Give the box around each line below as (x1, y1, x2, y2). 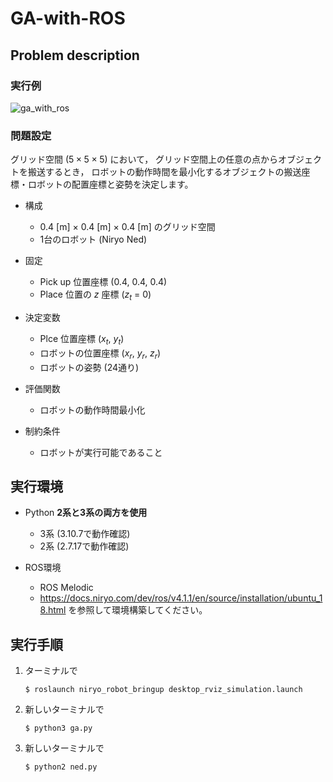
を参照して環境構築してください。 (68, 604, 208, 616)
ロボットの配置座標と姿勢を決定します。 (27, 178, 194, 191)
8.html (39, 604, 67, 616)
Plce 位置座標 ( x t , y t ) (39, 332, 125, 347)
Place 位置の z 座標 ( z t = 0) (39, 288, 152, 302)
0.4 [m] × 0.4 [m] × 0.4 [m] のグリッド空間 (39, 221, 216, 233)
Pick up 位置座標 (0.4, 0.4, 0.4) (39, 276, 168, 288)
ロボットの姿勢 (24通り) (39, 361, 140, 373)
